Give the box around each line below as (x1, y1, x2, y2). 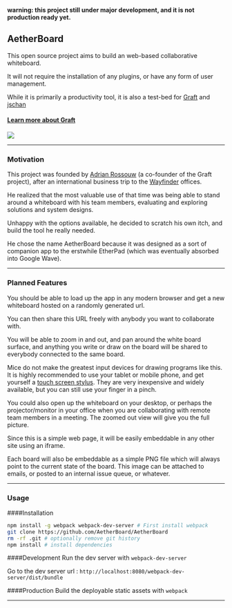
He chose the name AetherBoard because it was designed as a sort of (7, 239, 207, 248)
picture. (7, 420, 30, 429)
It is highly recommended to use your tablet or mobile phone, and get (7, 371, 204, 379)
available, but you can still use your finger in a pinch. (7, 385, 157, 393)
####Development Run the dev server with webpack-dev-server (7, 553, 188, 562)
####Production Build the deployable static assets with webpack (7, 587, 188, 595)
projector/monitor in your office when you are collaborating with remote (7, 406, 211, 414)
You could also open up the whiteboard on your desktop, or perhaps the (7, 398, 213, 406)
